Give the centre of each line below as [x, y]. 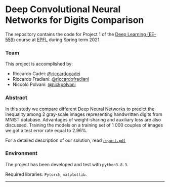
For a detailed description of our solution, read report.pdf [66, 140]
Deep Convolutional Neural [63, 9]
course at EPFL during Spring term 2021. [58, 40]
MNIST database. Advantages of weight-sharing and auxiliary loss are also [83, 119]
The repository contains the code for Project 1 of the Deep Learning [76, 34]
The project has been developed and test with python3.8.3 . [67, 164]
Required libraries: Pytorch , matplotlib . [46, 174]
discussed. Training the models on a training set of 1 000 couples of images [84, 125]
